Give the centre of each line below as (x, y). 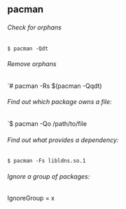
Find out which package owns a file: (59, 102)
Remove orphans (32, 64)
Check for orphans (34, 27)
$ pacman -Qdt (28, 49)
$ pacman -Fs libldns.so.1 (47, 161)
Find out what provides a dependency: (63, 140)
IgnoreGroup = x (31, 198)
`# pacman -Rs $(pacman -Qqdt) (55, 86)
